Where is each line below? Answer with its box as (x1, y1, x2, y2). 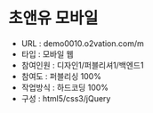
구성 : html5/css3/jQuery (20, 93, 111, 103)
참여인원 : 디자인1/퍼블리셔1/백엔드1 (20, 60, 144, 70)
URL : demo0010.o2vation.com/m (20, 37, 144, 49)
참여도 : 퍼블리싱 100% (20, 70, 101, 81)
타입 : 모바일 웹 (20, 48, 74, 59)
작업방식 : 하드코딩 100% (20, 82, 109, 93)
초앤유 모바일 (8, 8, 99, 28)
